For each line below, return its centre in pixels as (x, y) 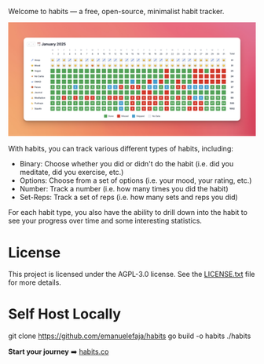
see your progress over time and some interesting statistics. (105, 221)
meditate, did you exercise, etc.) (71, 173)
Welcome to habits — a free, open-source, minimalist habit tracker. (116, 11)
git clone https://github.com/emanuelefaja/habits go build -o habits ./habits (130, 336)
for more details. (35, 282)
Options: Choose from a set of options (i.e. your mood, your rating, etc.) (136, 180)
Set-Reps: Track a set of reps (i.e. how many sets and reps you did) (128, 197)
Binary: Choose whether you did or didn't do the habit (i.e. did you (126, 164)
